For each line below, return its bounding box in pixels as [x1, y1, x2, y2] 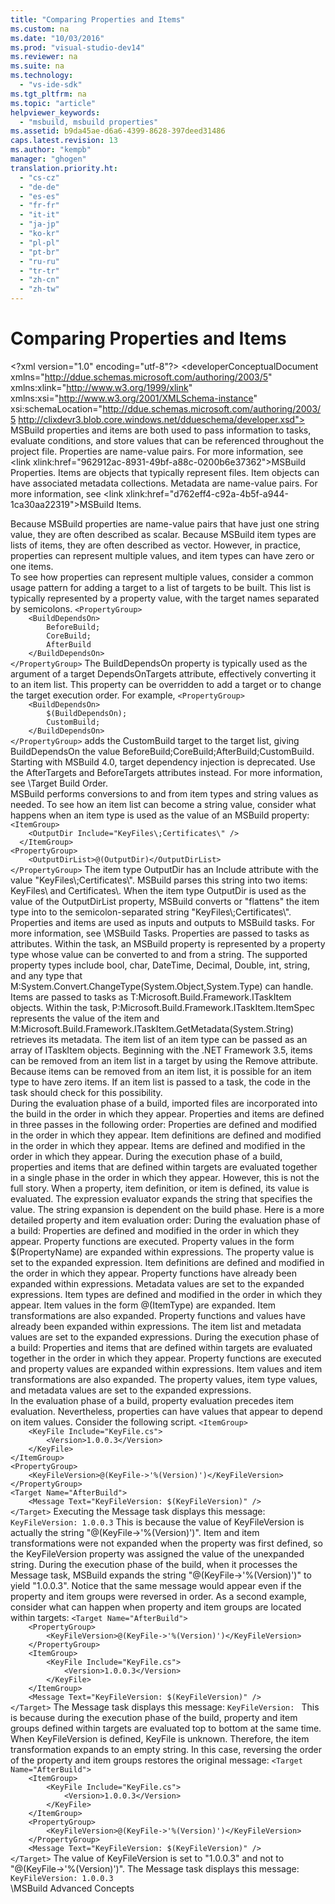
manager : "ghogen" [10, 154, 87, 164]
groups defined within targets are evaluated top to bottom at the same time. [10, 1722, 322, 1734]
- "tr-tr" [19, 266, 60, 276]
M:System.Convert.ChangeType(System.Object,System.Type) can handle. [10, 980, 314, 992]
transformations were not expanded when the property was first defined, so [10, 1537, 323, 1549]
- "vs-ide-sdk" [19, 80, 83, 90]
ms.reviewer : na [10, 52, 78, 62]
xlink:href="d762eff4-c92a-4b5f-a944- [125, 487, 289, 500]
